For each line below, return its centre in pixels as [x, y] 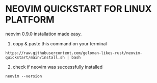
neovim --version [24, 76]
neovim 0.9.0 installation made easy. [44, 34]
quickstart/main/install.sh [35, 57]
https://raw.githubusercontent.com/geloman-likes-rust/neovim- [74, 53]
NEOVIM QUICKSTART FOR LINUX [78, 9]
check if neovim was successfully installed [58, 67]
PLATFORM [30, 20]
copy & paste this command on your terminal [60, 43]
